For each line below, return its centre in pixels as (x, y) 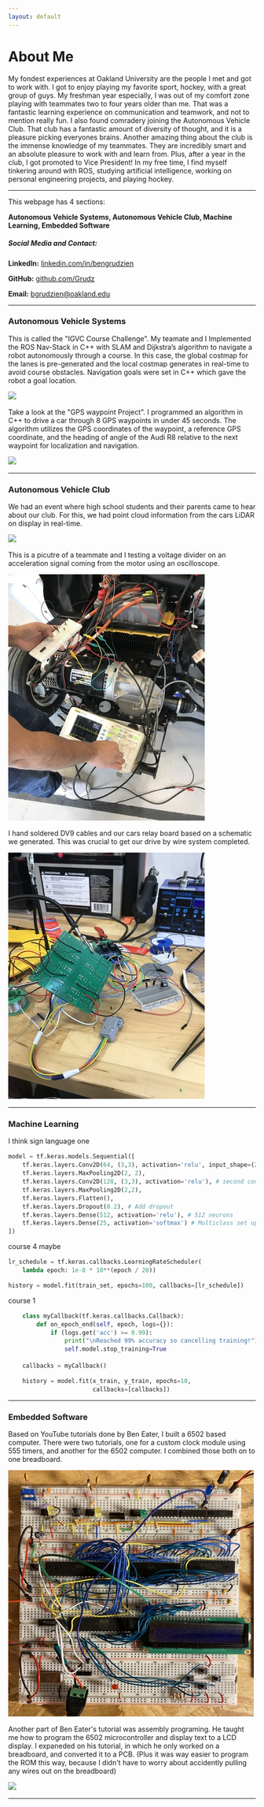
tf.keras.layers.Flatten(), (68, 1198)
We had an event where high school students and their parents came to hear (132, 507)
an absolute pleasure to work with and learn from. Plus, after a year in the (127, 154)
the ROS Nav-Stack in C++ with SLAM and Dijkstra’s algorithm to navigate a (130, 347)
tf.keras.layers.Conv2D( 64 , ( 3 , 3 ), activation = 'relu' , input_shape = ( (139, 1165)
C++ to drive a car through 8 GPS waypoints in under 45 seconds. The (123, 420)
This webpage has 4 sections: (57, 202)
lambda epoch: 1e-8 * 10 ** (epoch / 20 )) (89, 1270)
